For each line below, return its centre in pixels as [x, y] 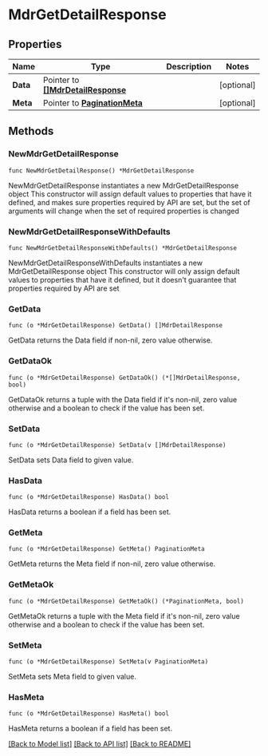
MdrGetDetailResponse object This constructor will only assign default [124, 271]
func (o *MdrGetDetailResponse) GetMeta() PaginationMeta [106, 549]
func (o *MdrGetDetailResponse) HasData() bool [89, 497]
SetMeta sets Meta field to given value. [73, 677]
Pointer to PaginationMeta [93, 103]
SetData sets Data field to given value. [71, 460]
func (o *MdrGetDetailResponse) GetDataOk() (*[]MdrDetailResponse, [124, 378]
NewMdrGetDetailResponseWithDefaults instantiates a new [106, 263]
